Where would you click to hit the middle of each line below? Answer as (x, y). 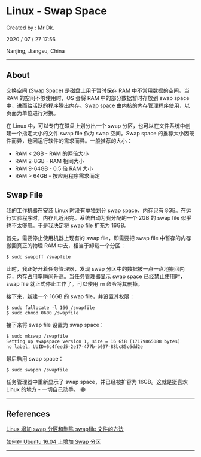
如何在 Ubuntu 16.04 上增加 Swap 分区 (54, 442)
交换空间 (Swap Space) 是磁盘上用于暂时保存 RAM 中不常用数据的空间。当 (98, 90)
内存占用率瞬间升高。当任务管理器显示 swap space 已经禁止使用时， (101, 276)
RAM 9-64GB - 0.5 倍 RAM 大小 (54, 168)
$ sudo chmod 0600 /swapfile (42, 313)
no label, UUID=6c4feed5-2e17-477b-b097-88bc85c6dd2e (75, 346)
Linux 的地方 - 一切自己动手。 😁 (46, 389)
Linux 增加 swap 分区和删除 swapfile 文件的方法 (65, 429)
